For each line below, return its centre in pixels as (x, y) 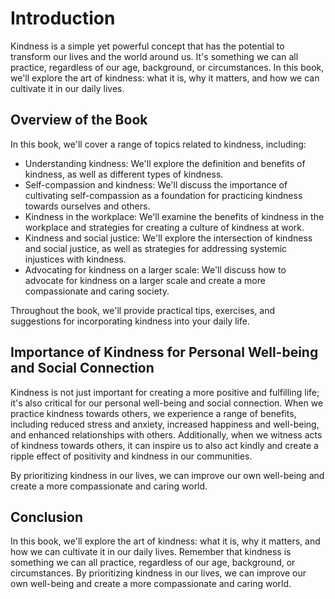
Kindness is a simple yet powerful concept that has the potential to (147, 46)
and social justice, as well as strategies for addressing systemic (156, 248)
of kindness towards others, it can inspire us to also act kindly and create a (164, 445)
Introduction (63, 18)
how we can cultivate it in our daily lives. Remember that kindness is (151, 552)
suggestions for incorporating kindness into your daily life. (130, 321)
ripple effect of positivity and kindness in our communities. (131, 456)
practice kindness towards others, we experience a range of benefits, (153, 413)
